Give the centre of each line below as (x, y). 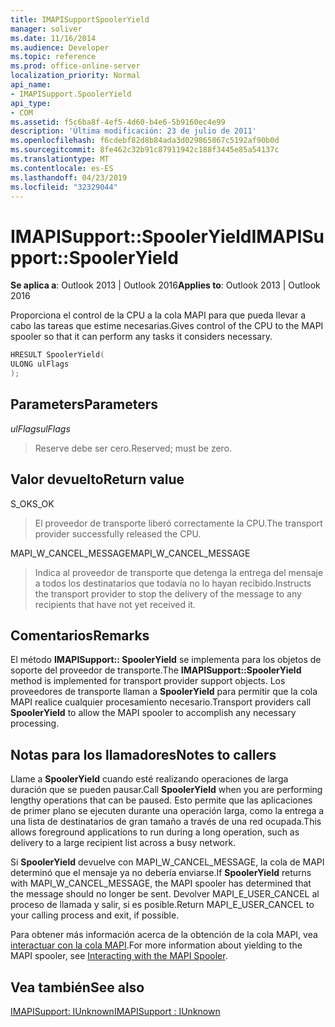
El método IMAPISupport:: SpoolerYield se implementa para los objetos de (166, 660)
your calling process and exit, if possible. (95, 915)
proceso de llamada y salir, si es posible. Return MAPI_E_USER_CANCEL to (162, 905)
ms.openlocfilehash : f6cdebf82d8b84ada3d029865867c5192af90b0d (145, 141)
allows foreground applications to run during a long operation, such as (155, 832)
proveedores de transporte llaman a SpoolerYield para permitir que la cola (164, 692)
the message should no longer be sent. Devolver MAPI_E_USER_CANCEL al (165, 894)
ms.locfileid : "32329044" (64, 187)
